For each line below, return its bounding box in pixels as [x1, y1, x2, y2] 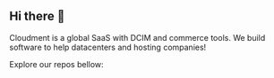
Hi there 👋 [9, 9, 65, 24]
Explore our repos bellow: [9, 58, 105, 69]
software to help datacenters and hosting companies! [9, 42, 207, 52]
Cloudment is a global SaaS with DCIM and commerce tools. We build [9, 32, 266, 43]
